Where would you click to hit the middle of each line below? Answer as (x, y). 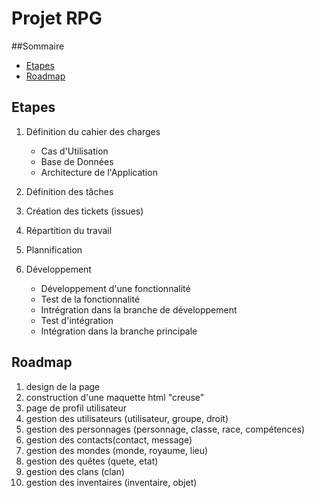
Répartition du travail (69, 230)
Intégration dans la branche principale (119, 331)
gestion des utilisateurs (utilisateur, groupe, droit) (127, 418)
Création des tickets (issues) (84, 211)
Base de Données (77, 161)
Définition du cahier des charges (93, 131)
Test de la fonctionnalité (90, 299)
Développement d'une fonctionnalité (115, 288)
